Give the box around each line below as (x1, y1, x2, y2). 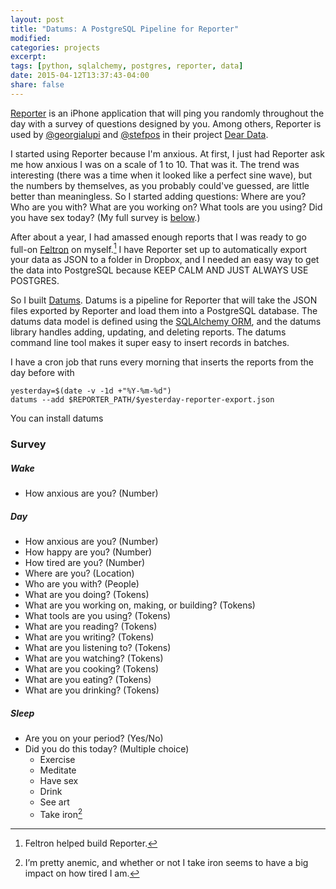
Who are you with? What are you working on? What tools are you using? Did (10, 201, 323, 213)
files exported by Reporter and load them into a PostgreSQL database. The (10, 305, 318, 317)
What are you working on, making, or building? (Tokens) (24, 599, 256, 611)
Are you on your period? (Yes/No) (24, 732, 164, 745)
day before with (10, 367, 75, 379)
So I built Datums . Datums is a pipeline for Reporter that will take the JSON (10, 294, 318, 306)
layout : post (10, 14, 65, 25)
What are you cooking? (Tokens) (24, 663, 160, 675)
